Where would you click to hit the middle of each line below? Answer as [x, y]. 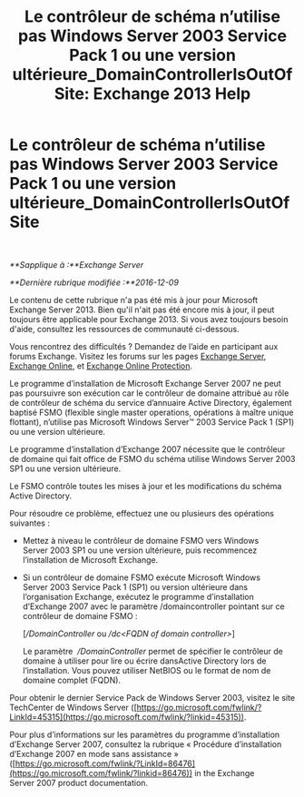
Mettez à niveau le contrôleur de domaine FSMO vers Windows [141, 540]
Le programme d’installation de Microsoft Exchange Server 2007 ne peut [145, 383]
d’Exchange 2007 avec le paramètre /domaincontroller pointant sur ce [153, 606]
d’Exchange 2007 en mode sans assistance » [94, 753]
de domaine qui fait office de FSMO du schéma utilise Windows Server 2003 [152, 458]
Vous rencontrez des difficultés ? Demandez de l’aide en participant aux [144, 346]
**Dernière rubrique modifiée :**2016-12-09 [94, 282]
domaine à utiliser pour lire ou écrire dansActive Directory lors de [144, 661]
